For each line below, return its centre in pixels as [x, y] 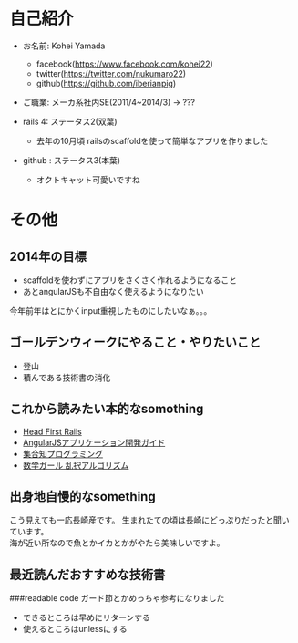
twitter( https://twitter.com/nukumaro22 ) [111, 73]
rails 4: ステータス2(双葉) [70, 121]
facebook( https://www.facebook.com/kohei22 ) [125, 64]
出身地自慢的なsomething [83, 497]
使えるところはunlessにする [75, 629]
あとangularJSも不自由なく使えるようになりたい [113, 291]
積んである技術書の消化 [67, 377]
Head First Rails [52, 431]
